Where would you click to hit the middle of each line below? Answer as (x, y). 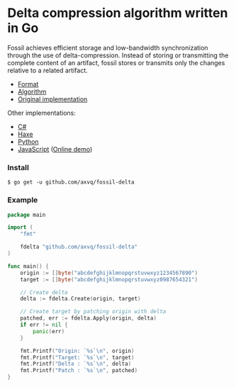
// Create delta (44, 292)
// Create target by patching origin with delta (93, 312)
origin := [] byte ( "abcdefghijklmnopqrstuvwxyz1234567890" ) (109, 273)
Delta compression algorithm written (118, 13)
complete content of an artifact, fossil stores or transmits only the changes (116, 62)
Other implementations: (41, 113)
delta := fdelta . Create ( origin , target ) (80, 299)
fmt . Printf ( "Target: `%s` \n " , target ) (77, 357)
